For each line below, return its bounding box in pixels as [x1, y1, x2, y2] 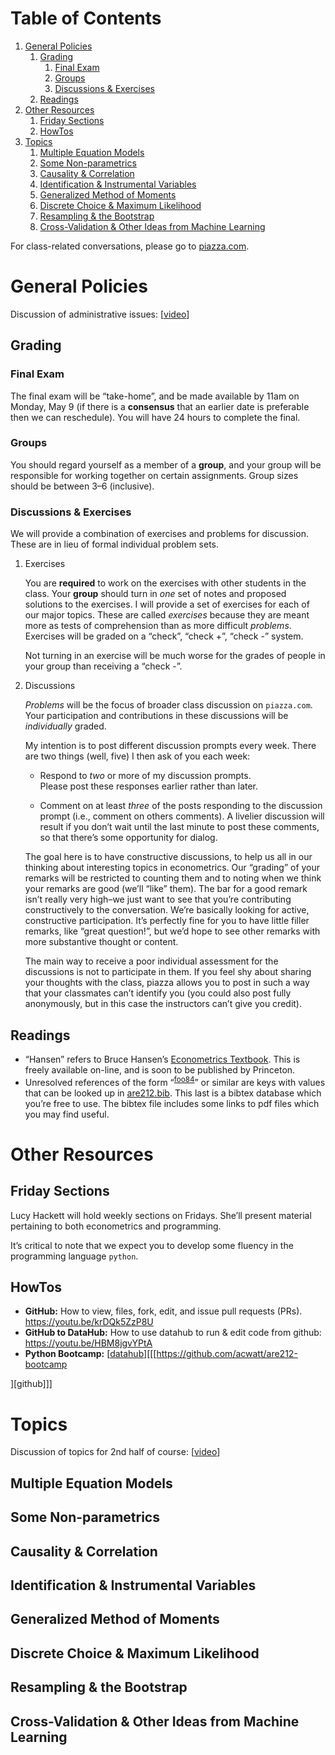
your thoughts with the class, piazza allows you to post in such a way [24, 977, 310, 989]
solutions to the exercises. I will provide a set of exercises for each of [24, 598, 310, 611]
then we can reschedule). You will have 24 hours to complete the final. [10, 411, 301, 423]
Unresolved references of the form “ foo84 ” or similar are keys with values [24, 1074, 326, 1088]
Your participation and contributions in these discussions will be [24, 710, 289, 722]
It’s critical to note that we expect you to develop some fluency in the [10, 1239, 294, 1251]
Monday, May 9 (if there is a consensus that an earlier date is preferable [10, 400, 310, 412]
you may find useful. [24, 1108, 110, 1120]
